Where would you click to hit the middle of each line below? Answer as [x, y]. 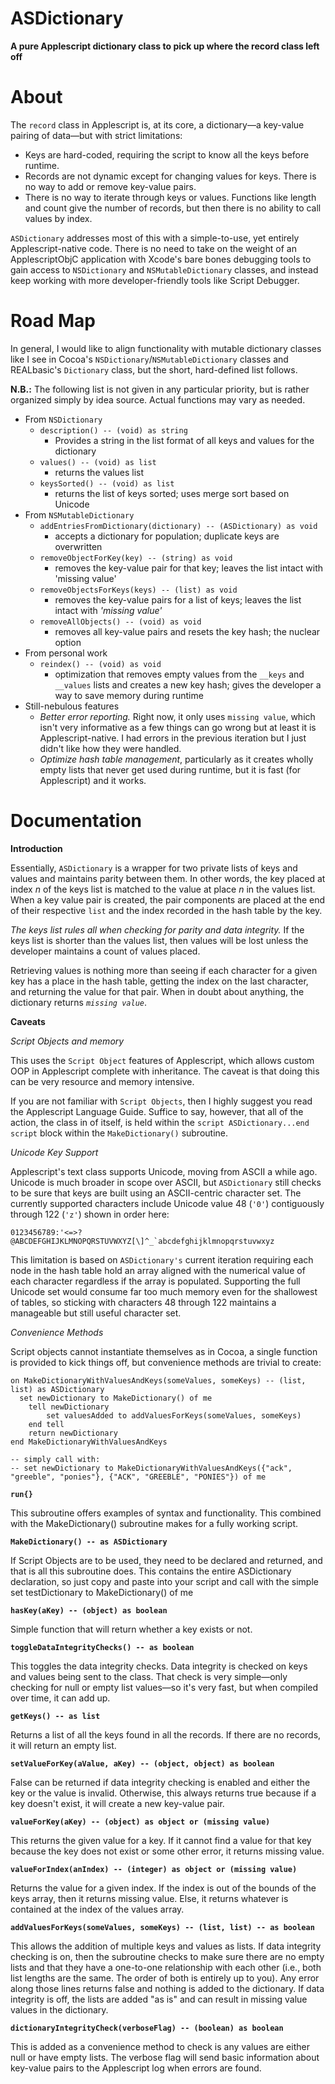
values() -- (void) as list [98, 462]
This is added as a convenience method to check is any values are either [160, 2046]
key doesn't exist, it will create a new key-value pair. [117, 1803]
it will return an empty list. [63, 1745]
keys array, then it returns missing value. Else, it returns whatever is [149, 1898]
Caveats [28, 1021]
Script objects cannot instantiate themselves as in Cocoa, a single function [164, 1351]
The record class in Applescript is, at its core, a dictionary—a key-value [157, 124]
